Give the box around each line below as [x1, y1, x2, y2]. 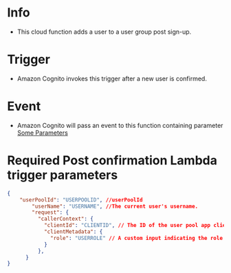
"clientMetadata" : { [43, 228, 103, 235]
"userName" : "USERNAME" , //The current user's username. [32, 203, 198, 210]
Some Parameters [16, 129, 69, 137]
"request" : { [32, 209, 69, 216]
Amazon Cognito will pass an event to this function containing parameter [16, 121, 223, 129]
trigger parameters [7, 167, 118, 183]
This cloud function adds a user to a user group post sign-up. [16, 28, 192, 36]
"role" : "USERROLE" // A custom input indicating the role [50, 234, 223, 241]
